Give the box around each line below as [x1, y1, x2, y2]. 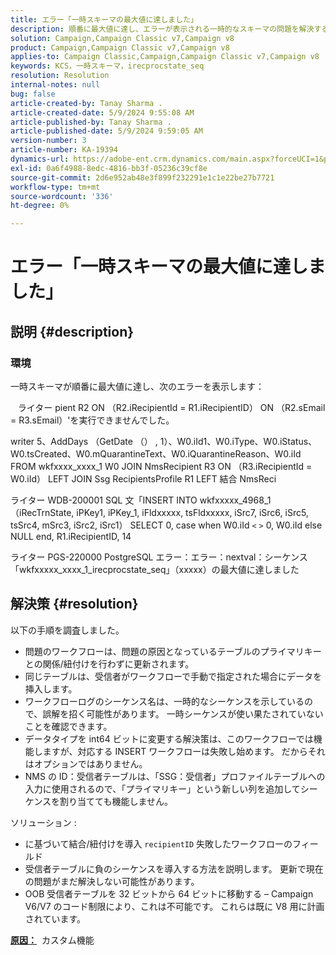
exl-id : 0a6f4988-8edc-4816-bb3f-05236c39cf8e [10, 163, 208, 173]
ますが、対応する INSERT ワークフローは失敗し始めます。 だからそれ [42, 745, 326, 757]
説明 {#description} [10, 323, 135, 340]
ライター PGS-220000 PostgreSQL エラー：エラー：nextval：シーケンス [10, 551, 308, 563]
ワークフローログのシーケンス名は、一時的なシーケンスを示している [24, 695, 305, 707]
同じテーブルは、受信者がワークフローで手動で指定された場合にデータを [24, 670, 323, 682]
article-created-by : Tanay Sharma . [10, 98, 163, 108]
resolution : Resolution [10, 71, 110, 81]
